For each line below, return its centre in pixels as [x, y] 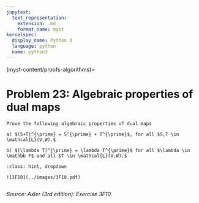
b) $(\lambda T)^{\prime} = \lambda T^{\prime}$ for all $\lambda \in [98, 150]
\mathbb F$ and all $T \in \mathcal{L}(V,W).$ [67, 156]
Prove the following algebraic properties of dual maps [79, 123]
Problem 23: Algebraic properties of [100, 94]
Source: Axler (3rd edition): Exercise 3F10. [59, 194]
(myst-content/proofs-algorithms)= [51, 69]
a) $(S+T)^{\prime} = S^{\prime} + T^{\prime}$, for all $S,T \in [93, 134]
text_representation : [39, 18]
